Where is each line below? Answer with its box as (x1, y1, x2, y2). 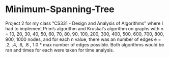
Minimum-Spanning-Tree (5, 4, 115, 15)
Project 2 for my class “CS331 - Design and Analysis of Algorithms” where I (5, 20, 163, 26)
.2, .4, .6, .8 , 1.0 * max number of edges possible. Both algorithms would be (5, 41, 164, 47)
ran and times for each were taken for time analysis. (5, 47, 115, 53)
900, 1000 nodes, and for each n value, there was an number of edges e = (5, 36, 161, 42)
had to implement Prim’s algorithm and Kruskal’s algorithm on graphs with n (5, 25, 164, 31)
